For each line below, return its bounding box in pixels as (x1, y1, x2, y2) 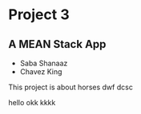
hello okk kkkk (8, 98, 56, 107)
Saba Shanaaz (19, 58, 68, 68)
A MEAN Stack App (8, 37, 107, 51)
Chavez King (19, 67, 62, 77)
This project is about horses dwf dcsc (8, 82, 134, 92)
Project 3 (8, 6, 70, 24)
